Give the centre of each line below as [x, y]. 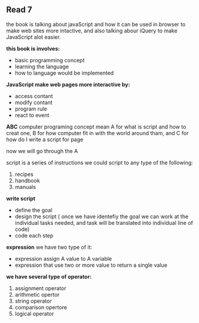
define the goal [33, 210]
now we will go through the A [42, 151]
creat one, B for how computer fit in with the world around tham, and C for [97, 133]
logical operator [34, 313]
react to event [32, 115]
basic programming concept [50, 60]
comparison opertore [41, 307]
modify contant [33, 102]
